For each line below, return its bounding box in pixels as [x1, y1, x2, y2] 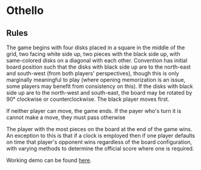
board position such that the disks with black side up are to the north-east [6, 63, 191, 70]
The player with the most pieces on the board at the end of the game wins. [6, 126, 193, 132]
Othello [6, 4, 44, 18]
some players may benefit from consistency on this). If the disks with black [6, 83, 193, 90]
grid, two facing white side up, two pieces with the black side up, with [6, 50, 180, 58]
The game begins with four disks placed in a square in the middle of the [6, 44, 185, 51]
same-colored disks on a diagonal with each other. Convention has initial [6, 57, 188, 64]
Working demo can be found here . [6, 157, 92, 164]
